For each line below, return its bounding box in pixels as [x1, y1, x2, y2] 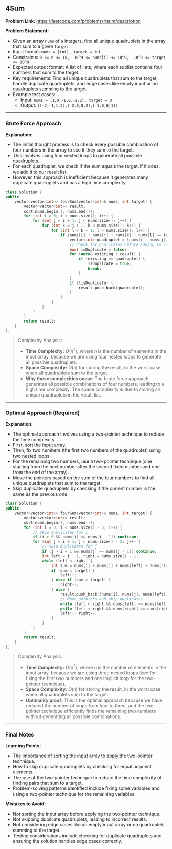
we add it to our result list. [12, 169, 68, 175]
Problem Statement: [5, 28, 49, 34]
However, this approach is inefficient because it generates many [12, 174, 148, 180]
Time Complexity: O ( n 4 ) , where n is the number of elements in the [25, 347, 166, 354]
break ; [88, 266, 102, 271]
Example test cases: [12, 91, 55, 97]
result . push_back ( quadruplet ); [78, 285, 145, 290]
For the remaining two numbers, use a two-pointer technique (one [12, 458, 152, 464]
